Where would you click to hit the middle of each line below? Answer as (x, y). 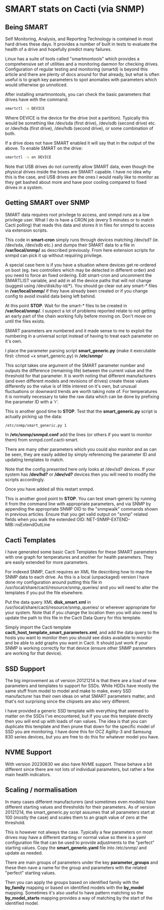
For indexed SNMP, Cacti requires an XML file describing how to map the (79, 572)
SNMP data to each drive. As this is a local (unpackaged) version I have (77, 577)
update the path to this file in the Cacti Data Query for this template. (73, 618)
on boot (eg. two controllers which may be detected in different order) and (80, 270)
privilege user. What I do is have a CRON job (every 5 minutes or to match (79, 220)
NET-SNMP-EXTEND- (108, 519)
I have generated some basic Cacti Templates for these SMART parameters (81, 552)
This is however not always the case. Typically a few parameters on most (79, 832)
